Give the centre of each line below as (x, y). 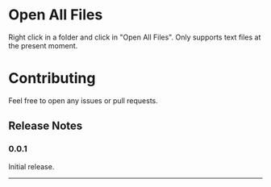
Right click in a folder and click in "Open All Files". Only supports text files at (135, 37)
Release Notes (46, 126)
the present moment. (43, 45)
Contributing (52, 79)
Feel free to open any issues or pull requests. (83, 100)
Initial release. (31, 166)
